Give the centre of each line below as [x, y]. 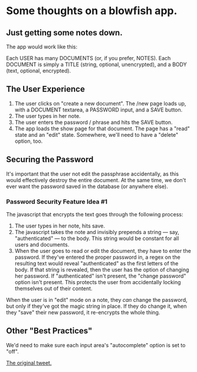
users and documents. [42, 244]
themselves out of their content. [53, 288]
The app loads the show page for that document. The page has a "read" [102, 129]
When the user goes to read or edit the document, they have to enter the [103, 251]
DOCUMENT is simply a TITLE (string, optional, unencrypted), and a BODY [96, 64]
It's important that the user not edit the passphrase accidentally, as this [92, 174]
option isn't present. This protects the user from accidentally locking [98, 282]
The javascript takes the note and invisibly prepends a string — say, [97, 232]
